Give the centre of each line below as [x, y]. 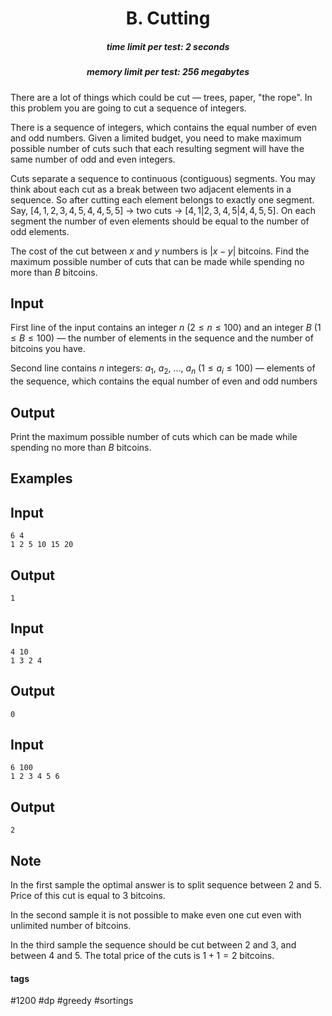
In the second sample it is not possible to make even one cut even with [156, 915]
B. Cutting [168, 18]
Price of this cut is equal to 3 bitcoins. [88, 896]
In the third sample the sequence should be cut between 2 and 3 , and [153, 945]
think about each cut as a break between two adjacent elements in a [151, 189]
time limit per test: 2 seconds [168, 46]
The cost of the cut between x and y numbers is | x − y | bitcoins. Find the [160, 251]
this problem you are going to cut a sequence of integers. [128, 108]
